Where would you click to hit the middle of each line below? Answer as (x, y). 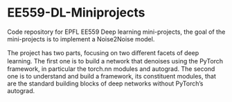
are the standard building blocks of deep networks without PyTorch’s (105, 83)
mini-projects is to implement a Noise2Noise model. (81, 39)
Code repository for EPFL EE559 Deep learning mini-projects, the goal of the (116, 32)
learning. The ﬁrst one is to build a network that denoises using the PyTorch (115, 61)
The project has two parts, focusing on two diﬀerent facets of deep (103, 52)
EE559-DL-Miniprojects (76, 13)
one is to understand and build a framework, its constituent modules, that (112, 76)
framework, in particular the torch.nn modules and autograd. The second (111, 69)
